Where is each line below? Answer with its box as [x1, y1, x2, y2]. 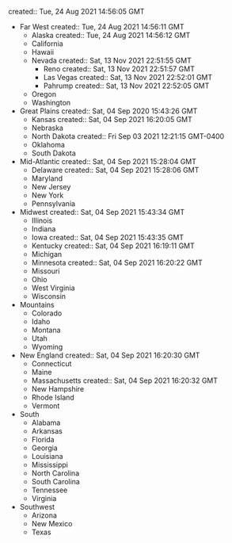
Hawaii [31, 48, 54, 56]
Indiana [31, 224, 56, 233]
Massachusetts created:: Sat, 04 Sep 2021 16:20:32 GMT [31, 376, 219, 385]
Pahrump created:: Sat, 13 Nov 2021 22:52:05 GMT [43, 81, 210, 90]
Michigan [31, 250, 63, 258]
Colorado [31, 308, 63, 318]
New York [31, 190, 64, 200]
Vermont [31, 401, 60, 411]
